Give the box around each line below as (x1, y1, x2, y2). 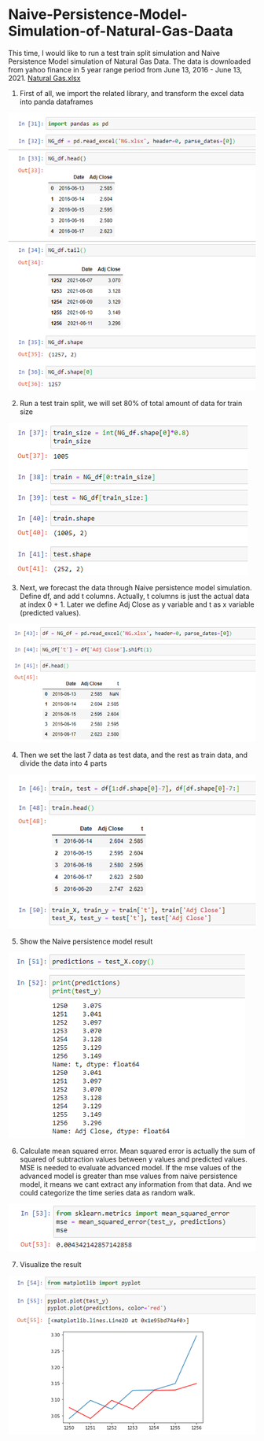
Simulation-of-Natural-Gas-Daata (8, 22, 233, 40)
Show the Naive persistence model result (19, 937, 153, 946)
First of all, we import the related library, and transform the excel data (19, 88, 244, 98)
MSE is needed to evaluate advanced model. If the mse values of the (19, 1162, 242, 1172)
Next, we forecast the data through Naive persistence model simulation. (19, 583, 253, 593)
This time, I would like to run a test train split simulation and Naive (8, 48, 220, 57)
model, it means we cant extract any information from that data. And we (19, 1179, 253, 1189)
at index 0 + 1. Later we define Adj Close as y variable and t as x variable (19, 600, 255, 609)
